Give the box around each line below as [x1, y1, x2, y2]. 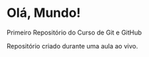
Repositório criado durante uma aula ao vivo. [6, 42, 138, 50]
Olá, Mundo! [6, 5, 81, 21]
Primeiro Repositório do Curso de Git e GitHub [6, 28, 142, 37]
